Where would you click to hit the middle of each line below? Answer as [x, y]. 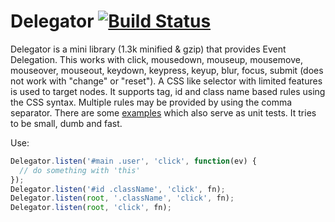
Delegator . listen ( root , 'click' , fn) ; [91, 208]
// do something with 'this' [80, 170]
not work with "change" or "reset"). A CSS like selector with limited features [166, 81]
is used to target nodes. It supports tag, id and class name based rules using [168, 91]
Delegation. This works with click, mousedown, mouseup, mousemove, [156, 59]
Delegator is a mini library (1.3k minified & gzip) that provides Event [148, 49]
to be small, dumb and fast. [66, 123]
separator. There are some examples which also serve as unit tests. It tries [163, 112]
